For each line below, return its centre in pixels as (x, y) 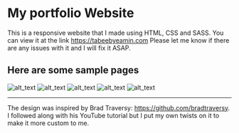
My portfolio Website (71, 13)
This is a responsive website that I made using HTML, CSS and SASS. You (116, 33)
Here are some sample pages (73, 70)
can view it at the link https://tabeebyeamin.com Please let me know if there (118, 40)
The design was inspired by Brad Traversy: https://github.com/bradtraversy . (119, 107)
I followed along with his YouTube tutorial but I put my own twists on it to (113, 115)
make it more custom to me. (48, 123)
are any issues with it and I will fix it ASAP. (69, 48)
